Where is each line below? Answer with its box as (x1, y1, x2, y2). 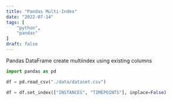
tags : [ (6, 19, 25, 25)
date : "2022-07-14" (6, 14, 54, 20)
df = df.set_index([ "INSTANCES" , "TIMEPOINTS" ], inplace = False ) (6, 89, 167, 95)
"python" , (16, 25, 41, 31)
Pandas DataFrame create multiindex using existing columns (6, 57, 153, 64)
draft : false (6, 41, 38, 47)
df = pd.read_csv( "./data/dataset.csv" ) (6, 79, 107, 85)
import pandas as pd (6, 68, 57, 74)
